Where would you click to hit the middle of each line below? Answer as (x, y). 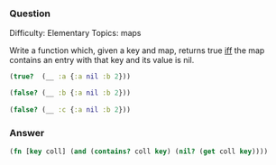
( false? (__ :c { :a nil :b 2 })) (70, 110)
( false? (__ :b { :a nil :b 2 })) (70, 93)
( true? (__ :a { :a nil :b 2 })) (70, 77)
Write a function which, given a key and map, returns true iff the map (137, 50)
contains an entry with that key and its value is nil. (102, 60)
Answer (27, 133)
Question (30, 14)
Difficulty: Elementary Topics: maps (75, 33)
